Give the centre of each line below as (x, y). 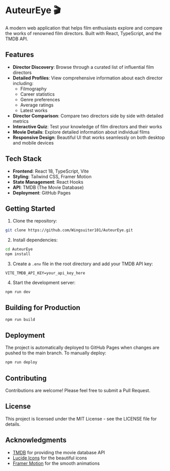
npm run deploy (21, 363)
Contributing (26, 378)
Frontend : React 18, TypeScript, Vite (51, 171)
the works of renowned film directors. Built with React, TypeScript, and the (83, 33)
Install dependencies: (35, 240)
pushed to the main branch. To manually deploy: (56, 353)
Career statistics (37, 94)
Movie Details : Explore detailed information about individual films (81, 132)
